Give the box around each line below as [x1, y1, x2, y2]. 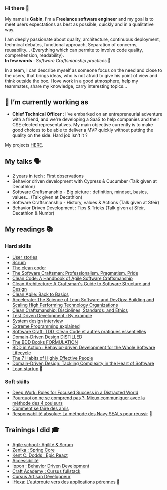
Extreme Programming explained [12, 323, 80, 329]
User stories [12, 254, 38, 260]
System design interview [12, 318, 63, 324]
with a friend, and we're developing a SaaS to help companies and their [12, 116, 160, 122]
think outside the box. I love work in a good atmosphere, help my [5, 78, 138, 84]
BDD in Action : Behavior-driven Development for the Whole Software [12, 344, 156, 350]
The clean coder [12, 265, 46, 271]
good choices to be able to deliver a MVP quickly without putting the [12, 127, 154, 133]
